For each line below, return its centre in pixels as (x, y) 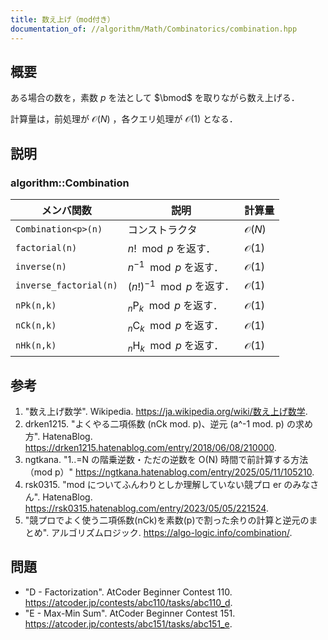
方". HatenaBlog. (58, 437)
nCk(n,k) (36, 325)
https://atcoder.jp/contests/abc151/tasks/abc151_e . (128, 623)
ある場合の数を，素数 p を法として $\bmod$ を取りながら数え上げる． (155, 98)
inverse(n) (41, 267)
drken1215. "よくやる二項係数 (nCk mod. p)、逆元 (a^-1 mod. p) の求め (168, 424)
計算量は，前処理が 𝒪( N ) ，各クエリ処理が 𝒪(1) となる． (124, 119)
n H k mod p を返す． (176, 347)
